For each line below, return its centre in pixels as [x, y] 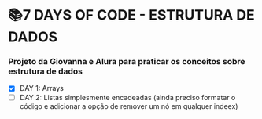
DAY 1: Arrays [42, 88]
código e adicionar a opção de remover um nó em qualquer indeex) [129, 106]
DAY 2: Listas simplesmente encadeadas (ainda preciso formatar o [127, 97]
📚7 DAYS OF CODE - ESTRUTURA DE [132, 15]
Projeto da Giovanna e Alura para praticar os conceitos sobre [127, 62]
